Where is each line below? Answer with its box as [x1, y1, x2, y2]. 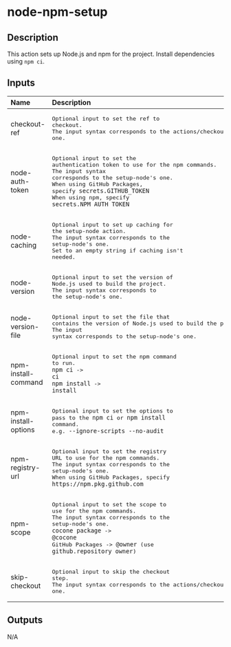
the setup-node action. [52, 227, 126, 235]
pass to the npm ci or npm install [52, 413, 166, 421]
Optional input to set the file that [52, 313, 170, 321]
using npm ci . [7, 57, 45, 66]
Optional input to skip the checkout [52, 568, 170, 575]
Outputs [7, 615, 43, 626]
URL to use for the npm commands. [52, 454, 160, 461]
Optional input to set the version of [52, 273, 173, 281]
